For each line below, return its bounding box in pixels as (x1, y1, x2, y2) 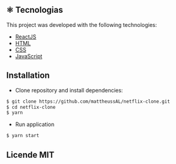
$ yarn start (6, 133, 40, 139)
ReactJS (15, 33, 37, 40)
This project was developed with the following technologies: (6, 21, 157, 28)
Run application (15, 121, 55, 128)
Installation (6, 70, 50, 81)
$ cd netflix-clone (6, 104, 56, 110)
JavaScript (15, 52, 43, 60)
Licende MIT (6, 149, 55, 160)
